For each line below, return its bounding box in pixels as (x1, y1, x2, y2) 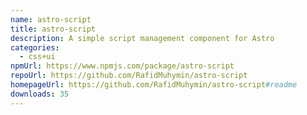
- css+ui (19, 52, 56, 62)
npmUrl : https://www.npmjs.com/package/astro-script (10, 61, 235, 71)
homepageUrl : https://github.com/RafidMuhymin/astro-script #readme (10, 80, 298, 90)
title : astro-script (10, 24, 97, 34)
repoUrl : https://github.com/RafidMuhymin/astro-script (10, 71, 248, 81)
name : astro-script (10, 14, 92, 25)
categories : (10, 42, 60, 53)
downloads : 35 (10, 89, 70, 99)
